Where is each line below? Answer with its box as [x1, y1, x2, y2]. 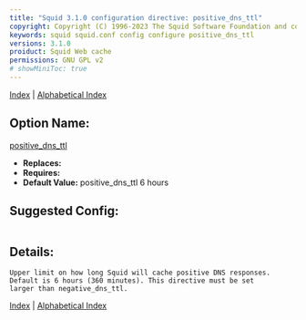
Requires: [22, 167, 61, 178]
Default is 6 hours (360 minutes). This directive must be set [9, 276, 255, 285]
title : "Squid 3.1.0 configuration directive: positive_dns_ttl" [9, 13, 262, 23]
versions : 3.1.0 [9, 38, 71, 48]
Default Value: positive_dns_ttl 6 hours [22, 177, 169, 188]
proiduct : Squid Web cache [9, 47, 112, 57]
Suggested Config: [9, 203, 119, 219]
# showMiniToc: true [9, 65, 88, 74]
